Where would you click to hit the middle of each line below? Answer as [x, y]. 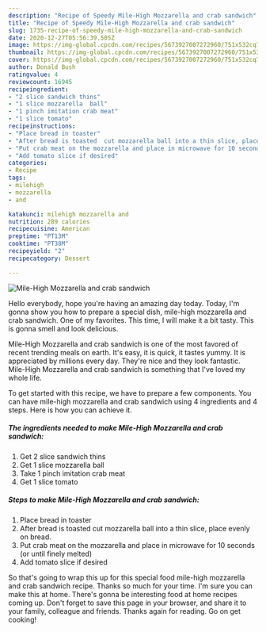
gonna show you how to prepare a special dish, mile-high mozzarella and [127, 312]
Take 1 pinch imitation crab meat [72, 473]
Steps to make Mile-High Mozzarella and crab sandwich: [104, 500]
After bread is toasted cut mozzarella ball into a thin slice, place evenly [135, 528]
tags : [17, 178]
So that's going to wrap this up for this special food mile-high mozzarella [127, 577]
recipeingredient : [38, 89]
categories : [28, 163]
